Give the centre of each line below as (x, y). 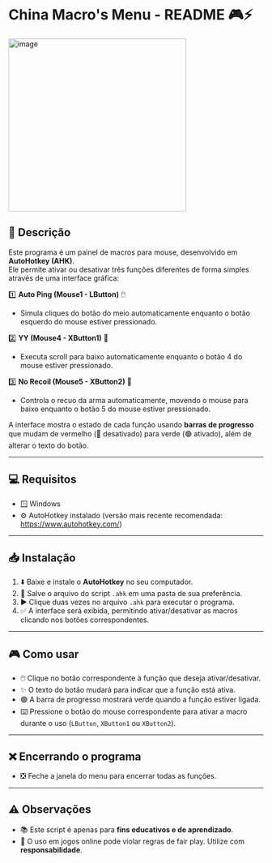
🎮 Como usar (44, 654)
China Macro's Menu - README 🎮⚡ (131, 15)
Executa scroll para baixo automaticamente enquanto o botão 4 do (131, 356)
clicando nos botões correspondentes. (85, 620)
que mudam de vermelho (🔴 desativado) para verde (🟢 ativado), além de (130, 433)
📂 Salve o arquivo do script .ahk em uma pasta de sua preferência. (131, 594)
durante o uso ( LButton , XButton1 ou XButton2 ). (98, 723)
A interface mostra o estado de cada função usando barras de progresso (131, 424)
